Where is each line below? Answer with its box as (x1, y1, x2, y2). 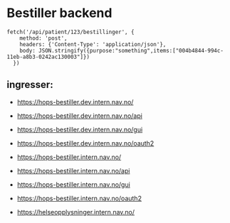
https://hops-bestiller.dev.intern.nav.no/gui (16, 125, 143, 134)
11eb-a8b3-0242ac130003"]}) (6, 53, 90, 60)
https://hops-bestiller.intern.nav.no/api (16, 166, 130, 175)
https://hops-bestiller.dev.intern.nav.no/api (16, 111, 143, 120)
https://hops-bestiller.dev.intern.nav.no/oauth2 (16, 138, 155, 147)
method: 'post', (19, 34, 68, 42)
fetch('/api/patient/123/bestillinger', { (6, 28, 135, 36)
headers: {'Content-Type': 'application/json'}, (19, 40, 167, 48)
